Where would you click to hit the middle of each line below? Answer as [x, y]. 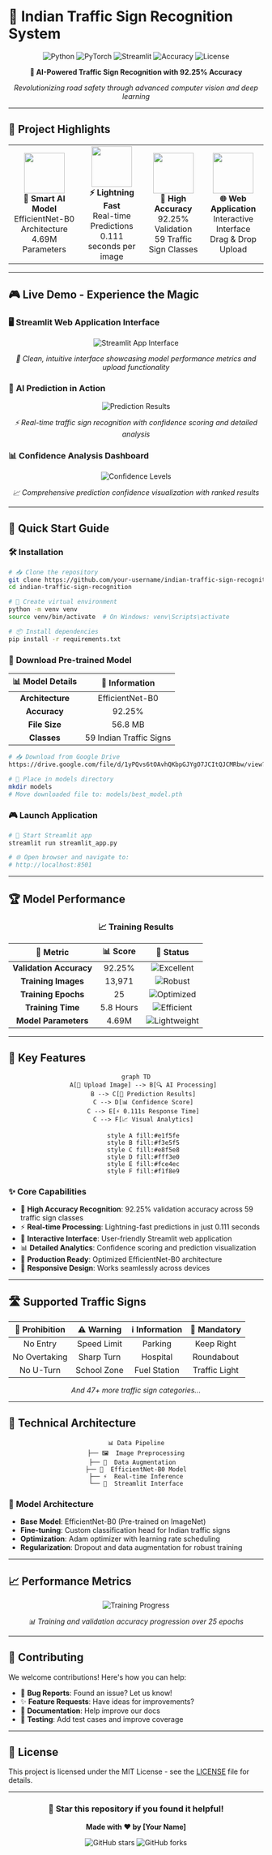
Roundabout [216, 1357]
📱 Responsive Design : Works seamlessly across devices [115, 1268]
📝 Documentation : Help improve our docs [90, 1711]
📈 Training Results [136, 927]
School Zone [100, 1370]
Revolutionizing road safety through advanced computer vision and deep [136, 88]
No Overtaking [40, 1357]
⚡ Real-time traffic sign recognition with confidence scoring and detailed [136, 422]
